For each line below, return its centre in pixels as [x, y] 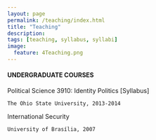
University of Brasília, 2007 [52, 129]
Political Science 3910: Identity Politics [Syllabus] [78, 91]
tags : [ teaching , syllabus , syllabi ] [63, 40]
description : [26, 33]
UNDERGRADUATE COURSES [51, 75]
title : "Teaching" [34, 27]
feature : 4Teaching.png [48, 53]
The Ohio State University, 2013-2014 [64, 104]
